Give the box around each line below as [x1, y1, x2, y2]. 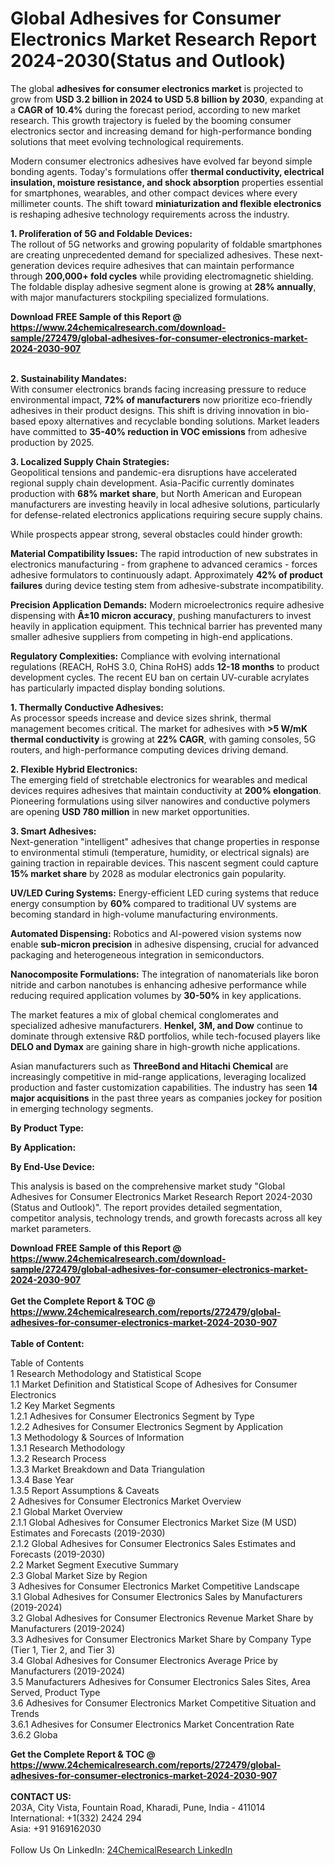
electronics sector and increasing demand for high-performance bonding [10, 125, 312, 137]
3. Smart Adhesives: [10, 825, 97, 837]
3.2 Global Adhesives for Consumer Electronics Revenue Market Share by [10, 1612, 314, 1624]
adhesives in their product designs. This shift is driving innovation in [10, 404, 291, 416]
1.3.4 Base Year [10, 1473, 75, 1486]
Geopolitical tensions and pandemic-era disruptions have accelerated [10, 466, 298, 478]
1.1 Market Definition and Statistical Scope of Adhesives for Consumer [10, 1378, 298, 1390]
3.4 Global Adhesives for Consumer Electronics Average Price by [10, 1654, 278, 1666]
